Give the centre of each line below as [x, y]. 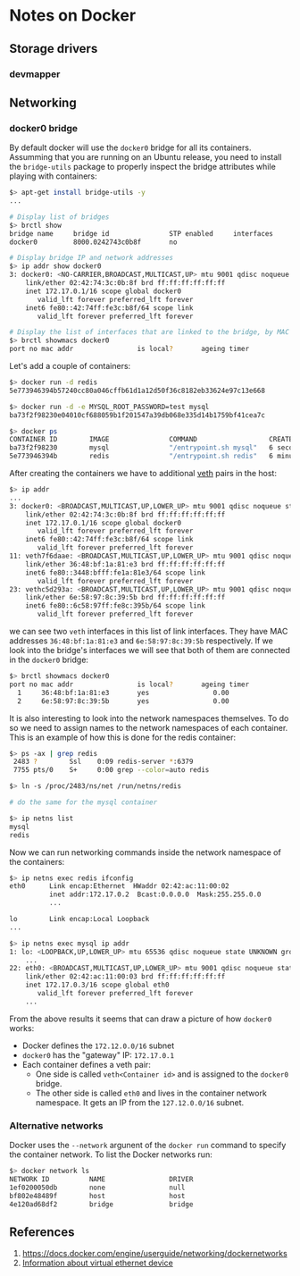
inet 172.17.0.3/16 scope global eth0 [97, 985]
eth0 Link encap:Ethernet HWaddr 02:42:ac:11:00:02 [119, 886]
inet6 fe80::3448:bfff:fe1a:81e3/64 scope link [115, 573]
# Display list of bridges [59, 217]
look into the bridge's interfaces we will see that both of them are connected [150, 651]
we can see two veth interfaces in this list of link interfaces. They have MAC [149, 632]
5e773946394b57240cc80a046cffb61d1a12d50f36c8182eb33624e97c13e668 [137, 390]
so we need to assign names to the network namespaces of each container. [149, 727]
